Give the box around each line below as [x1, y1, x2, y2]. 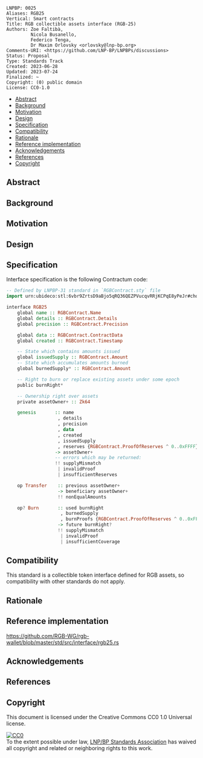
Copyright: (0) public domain [6, 79, 83, 86]
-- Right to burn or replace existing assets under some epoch [17, 376, 180, 383]
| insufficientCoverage [60, 538, 120, 545]
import [6, 293, 23, 300]
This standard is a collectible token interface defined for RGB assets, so [6, 571, 184, 579]
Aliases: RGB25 [6, 10, 45, 16]
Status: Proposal [6, 53, 50, 59]
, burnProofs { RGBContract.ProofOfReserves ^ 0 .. [60, 516, 188, 522]
